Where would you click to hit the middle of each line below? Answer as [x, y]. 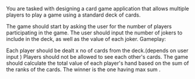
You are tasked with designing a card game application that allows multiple [97, 9]
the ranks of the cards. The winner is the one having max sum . [84, 69]
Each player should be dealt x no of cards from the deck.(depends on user [97, 50]
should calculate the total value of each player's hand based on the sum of [97, 63]
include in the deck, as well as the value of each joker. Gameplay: [86, 39]
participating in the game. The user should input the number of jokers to [94, 33]
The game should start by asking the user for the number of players [89, 26]
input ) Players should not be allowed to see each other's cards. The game [97, 57]
